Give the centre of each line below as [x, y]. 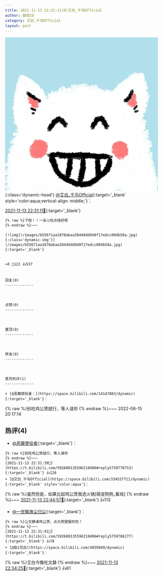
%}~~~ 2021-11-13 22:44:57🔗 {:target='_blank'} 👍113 [58, 500]
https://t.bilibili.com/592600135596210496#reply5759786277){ [69, 537]
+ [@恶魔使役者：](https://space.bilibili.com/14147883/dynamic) [70, 394]
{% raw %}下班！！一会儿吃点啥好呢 [37, 221]
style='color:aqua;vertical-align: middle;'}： [49, 201]
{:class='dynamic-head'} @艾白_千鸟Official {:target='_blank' [65, 195]
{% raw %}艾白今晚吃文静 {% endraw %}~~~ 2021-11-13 [62, 562]
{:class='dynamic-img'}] [30, 240]
